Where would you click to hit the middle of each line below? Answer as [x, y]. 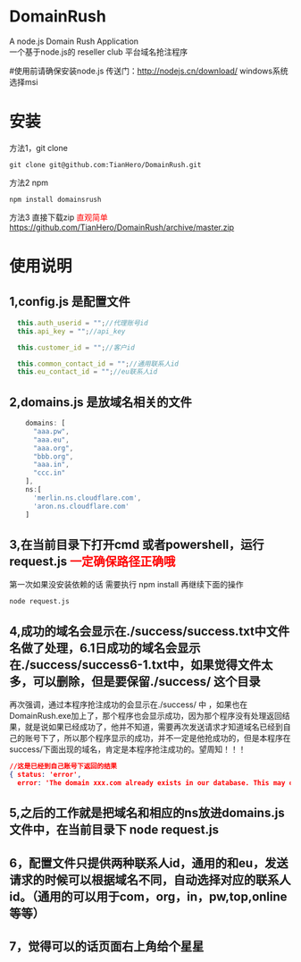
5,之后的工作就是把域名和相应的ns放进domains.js [147, 813]
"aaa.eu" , [51, 440]
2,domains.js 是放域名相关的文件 [100, 402]
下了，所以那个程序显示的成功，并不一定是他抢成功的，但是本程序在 [165, 738]
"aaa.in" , [51, 465]
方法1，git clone [39, 148]
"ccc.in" [49, 473]
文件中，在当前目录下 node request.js [114, 830]
